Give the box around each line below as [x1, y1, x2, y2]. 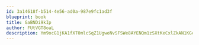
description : [6, 30, 38, 36]
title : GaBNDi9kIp [6, 19, 52, 25]
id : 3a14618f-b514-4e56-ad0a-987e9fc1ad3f [6, 8, 113, 15]
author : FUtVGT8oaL [6, 25, 54, 31]
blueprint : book [6, 14, 46, 20]
